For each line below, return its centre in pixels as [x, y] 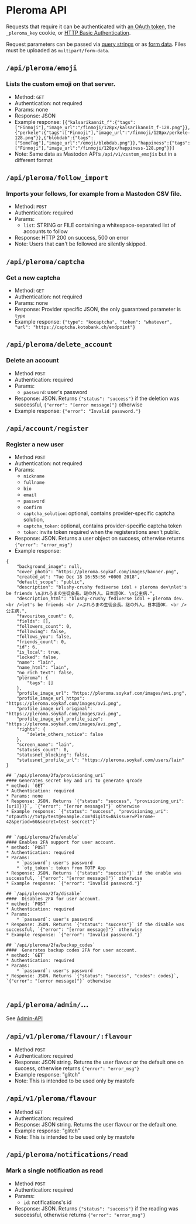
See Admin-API [24, 1018]
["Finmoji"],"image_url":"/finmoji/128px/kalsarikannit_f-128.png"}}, [102, 127]
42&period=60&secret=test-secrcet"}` [52, 822]
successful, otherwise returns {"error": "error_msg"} [80, 1215]
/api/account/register [47, 428]
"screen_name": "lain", [46, 745]
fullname [34, 483]
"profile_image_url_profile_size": [60, 719]
